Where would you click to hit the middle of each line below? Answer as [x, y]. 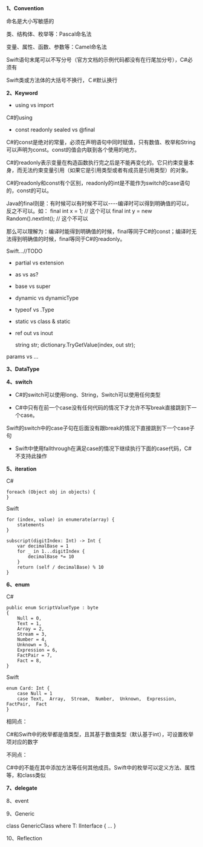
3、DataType [23, 369]
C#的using [20, 117]
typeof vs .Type [34, 309]
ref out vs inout [34, 333]
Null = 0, [30, 618]
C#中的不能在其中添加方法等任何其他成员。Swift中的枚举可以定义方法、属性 [101, 767]
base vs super [33, 286]
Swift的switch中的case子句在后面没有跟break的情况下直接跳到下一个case [98, 428]
